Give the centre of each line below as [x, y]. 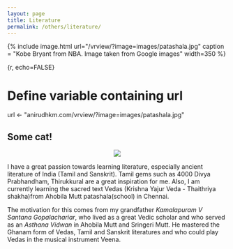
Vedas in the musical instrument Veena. [64, 240]
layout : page [26, 14]
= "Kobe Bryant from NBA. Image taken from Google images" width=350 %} [117, 54]
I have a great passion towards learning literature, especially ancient [105, 167]
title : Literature [34, 20]
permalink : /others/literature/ [54, 27]
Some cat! [30, 137]
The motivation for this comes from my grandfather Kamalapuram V [105, 210]
